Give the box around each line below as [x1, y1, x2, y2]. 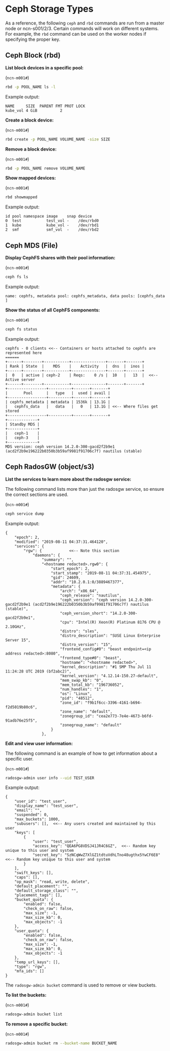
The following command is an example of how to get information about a [5, 750, 158, 756]
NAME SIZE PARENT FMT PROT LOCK [5, 103, 86, 109]
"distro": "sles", [60, 629, 99, 634]
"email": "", [14, 808, 42, 813]
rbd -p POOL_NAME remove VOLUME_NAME [5, 165, 86, 171]
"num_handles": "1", [60, 686, 103, 692]
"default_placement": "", [14, 884, 70, 889]
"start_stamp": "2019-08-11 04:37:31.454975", [50, 570, 152, 576]
